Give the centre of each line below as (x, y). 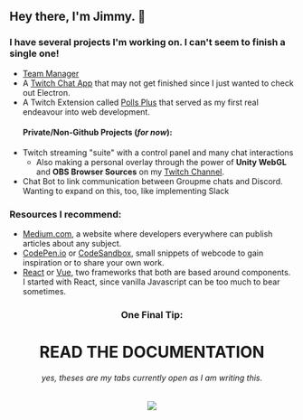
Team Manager (51, 73)
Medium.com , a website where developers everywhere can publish (147, 234)
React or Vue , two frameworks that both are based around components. (156, 273)
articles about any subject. (72, 244)
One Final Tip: (152, 315)
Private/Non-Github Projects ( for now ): (98, 133)
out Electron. (46, 92)
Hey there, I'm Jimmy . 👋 (78, 17)
